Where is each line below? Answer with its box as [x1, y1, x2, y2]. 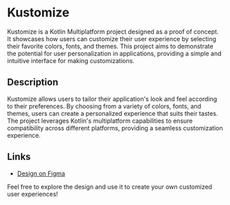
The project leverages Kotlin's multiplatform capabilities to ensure [7, 117, 194, 125]
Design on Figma [16, 169, 65, 178]
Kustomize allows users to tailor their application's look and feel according [7, 95, 218, 103]
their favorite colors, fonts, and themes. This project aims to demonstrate [7, 42, 214, 50]
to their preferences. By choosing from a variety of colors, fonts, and [7, 101, 201, 110]
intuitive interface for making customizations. [7, 56, 135, 64]
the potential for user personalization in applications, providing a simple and [7, 49, 222, 58]
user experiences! [7, 190, 58, 198]
